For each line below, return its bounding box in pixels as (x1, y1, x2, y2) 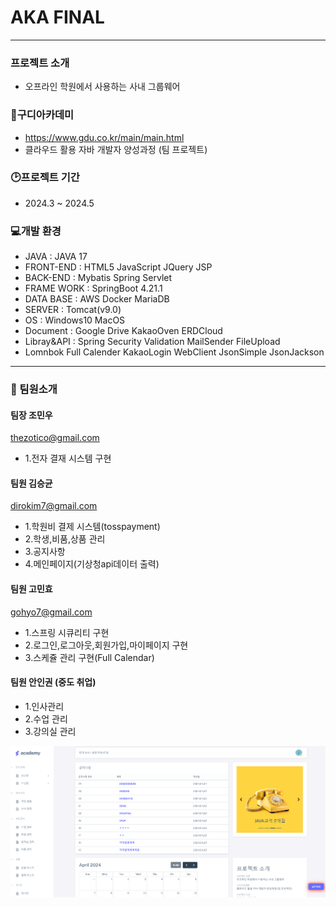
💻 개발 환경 (10, 224, 62, 238)
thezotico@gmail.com (10, 432, 100, 444)
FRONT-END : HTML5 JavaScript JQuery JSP (24, 261, 213, 273)
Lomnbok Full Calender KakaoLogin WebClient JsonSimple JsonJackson (24, 346, 325, 358)
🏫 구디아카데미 (10, 108, 75, 122)
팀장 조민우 (10, 409, 53, 421)
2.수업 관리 (24, 712, 68, 725)
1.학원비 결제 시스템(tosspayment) (24, 521, 161, 533)
